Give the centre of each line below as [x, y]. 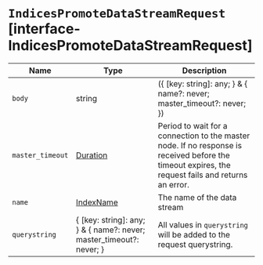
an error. [174, 184]
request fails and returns [203, 175]
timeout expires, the [194, 165]
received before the [194, 155]
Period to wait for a [193, 125]
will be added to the [194, 234]
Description [204, 71]
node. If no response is [200, 145]
